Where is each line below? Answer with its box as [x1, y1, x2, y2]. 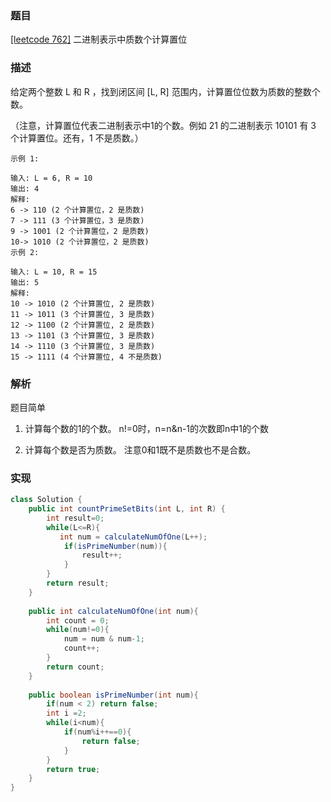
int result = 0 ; [46, 513, 105, 523]
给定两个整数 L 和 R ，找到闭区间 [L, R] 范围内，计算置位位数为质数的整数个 [10, 85, 321, 97]
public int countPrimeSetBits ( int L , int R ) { [28, 504, 226, 514]
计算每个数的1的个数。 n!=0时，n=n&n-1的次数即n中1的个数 [24, 422, 270, 434]
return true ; [46, 764, 101, 774]
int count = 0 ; [46, 615, 110, 626]
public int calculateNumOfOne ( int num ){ [28, 606, 199, 616]
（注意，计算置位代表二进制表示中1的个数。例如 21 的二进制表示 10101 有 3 [10, 119, 317, 131]
